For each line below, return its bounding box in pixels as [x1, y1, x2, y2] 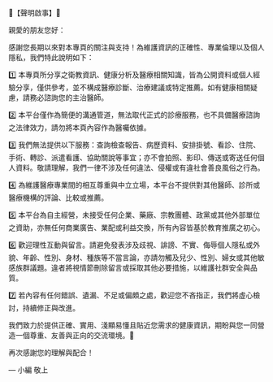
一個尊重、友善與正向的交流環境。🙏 [15, 331, 135, 340]
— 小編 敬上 [8, 365, 49, 375]
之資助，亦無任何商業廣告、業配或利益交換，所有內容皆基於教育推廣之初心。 [8, 223, 265, 232]
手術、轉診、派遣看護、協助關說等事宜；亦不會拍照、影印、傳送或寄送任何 [8, 153, 258, 162]
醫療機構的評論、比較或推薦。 [8, 193, 108, 202]
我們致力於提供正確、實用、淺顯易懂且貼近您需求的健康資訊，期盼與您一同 [8, 320, 258, 330]
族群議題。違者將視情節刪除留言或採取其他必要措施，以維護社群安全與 [15, 263, 250, 272]
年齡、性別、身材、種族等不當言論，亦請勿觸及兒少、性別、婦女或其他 [22, 253, 258, 263]
